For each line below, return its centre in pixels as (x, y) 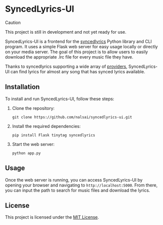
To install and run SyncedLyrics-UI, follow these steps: (60, 99)
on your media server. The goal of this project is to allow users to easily (77, 52)
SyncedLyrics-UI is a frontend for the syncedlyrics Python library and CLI (79, 41)
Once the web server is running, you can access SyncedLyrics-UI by (74, 180)
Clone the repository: (33, 108)
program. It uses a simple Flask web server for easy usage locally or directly (81, 46)
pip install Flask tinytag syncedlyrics (54, 135)
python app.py (26, 153)
